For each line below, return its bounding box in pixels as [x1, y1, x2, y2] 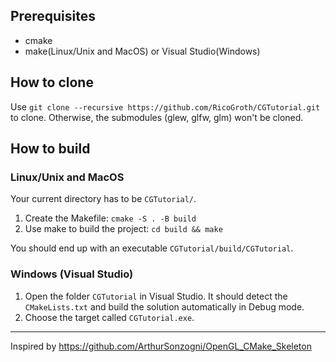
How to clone [10, 74, 94, 91]
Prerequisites [10, 8, 96, 25]
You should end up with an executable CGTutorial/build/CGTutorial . [10, 242, 294, 254]
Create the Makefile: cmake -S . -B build [24, 212, 197, 224]
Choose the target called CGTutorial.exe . [24, 311, 195, 323]
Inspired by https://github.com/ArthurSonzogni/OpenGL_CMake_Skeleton [10, 340, 312, 352]
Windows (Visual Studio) [10, 267, 134, 281]
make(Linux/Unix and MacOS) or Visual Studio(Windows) [24, 45, 261, 57]
